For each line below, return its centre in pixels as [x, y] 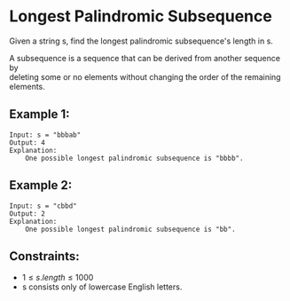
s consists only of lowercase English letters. [102, 287]
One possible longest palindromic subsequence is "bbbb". [134, 158]
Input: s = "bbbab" [45, 135]
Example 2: [41, 185]
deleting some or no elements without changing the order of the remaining [145, 76]
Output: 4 [27, 143]
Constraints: [44, 256]
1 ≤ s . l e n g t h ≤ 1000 [58, 278]
